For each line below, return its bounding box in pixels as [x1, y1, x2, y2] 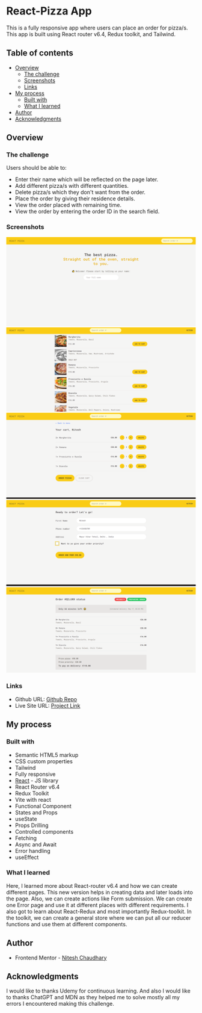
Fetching [14, 834, 37, 841]
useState [14, 815, 37, 822]
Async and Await [14, 841, 57, 848]
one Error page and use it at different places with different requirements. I [6, 901, 189, 908]
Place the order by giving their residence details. [14, 195, 135, 202]
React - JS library [14, 776, 59, 784]
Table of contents [6, 48, 73, 58]
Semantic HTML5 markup [14, 751, 79, 758]
